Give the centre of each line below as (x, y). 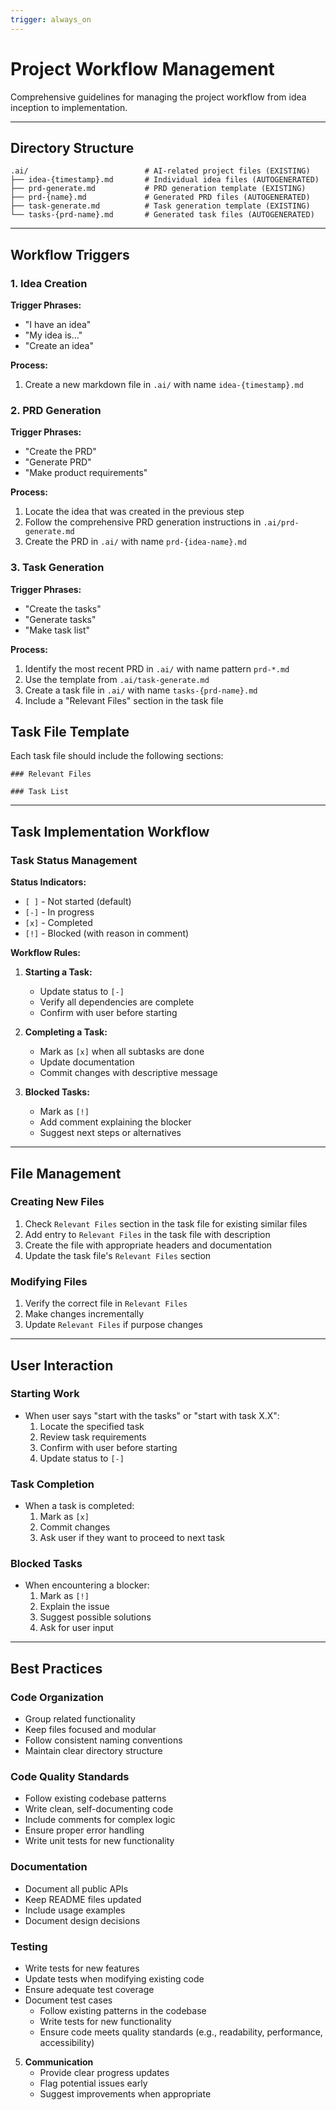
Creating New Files (57, 1202)
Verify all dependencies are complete (117, 1002)
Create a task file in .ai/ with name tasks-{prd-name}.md (141, 690)
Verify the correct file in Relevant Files (106, 1303)
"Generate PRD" (58, 462)
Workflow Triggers (70, 254)
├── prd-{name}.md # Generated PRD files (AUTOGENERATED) (160, 197)
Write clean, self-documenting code (99, 1809)
